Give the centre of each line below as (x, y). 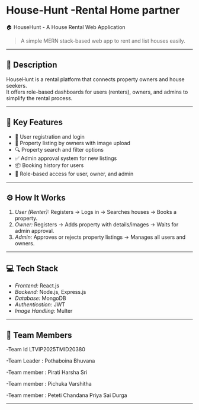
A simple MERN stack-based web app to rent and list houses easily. (103, 41)
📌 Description (32, 65)
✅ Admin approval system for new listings (66, 158)
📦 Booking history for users (49, 165)
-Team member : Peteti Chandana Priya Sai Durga (67, 395)
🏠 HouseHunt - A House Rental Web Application (66, 27)
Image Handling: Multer (44, 311)
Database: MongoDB (40, 298)
